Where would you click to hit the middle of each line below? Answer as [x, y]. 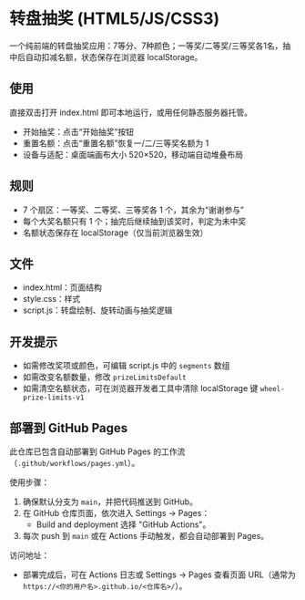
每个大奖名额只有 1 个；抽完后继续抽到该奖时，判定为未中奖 [134, 221]
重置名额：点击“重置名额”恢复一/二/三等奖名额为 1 [116, 143]
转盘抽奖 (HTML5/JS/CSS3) [115, 19]
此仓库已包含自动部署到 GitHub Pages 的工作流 [97, 451]
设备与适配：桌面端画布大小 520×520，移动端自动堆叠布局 [133, 154]
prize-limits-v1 [53, 398]
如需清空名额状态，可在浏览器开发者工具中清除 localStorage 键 [140, 388]
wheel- [272, 389]
